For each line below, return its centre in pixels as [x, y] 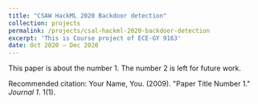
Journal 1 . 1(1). [32, 92]
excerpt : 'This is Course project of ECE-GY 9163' [95, 38]
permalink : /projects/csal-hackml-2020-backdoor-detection [109, 30]
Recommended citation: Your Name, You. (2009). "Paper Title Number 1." [129, 84]
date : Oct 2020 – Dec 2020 [53, 46]
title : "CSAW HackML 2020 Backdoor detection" [88, 16]
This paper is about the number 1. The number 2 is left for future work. [125, 68]
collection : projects [45, 23]
